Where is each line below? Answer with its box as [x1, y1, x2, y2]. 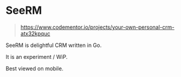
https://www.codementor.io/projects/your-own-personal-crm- [20, 23, 175, 31]
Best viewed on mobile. [5, 64, 64, 72]
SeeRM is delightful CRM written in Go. [5, 42, 102, 49]
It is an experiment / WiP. [5, 53, 68, 60]
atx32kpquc [20, 29, 51, 37]
